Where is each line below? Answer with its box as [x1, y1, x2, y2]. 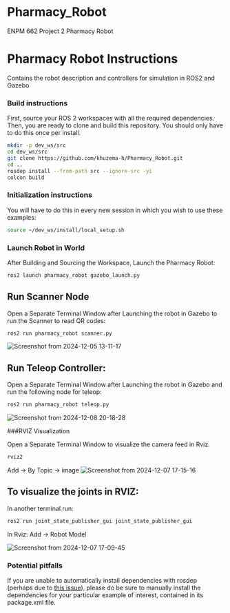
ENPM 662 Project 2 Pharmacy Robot [7, 27, 114, 35]
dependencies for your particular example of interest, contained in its [7, 591, 204, 599]
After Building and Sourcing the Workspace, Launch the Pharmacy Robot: [7, 258, 216, 267]
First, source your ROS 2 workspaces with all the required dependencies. [7, 114, 215, 123]
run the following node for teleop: [7, 388, 102, 396]
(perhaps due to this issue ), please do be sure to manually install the [7, 583, 201, 592]
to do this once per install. [7, 129, 81, 137]
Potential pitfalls [7, 561, 63, 570]
